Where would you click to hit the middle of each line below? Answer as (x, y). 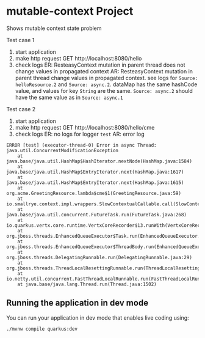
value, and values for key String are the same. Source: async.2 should (104, 90)
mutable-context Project (70, 11)
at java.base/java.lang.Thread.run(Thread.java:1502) (87, 284)
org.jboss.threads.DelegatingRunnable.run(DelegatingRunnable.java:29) (99, 257)
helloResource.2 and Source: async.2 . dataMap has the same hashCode (106, 84)
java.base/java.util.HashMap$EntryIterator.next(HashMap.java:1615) (95, 182)
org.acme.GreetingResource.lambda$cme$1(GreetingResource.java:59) (94, 193)
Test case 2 (21, 109)
